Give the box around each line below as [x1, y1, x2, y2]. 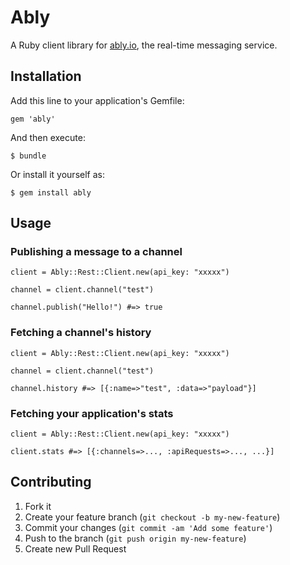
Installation [10, 68, 82, 85]
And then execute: [10, 131, 86, 143]
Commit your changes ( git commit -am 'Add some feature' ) [24, 521, 273, 533]
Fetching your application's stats [10, 406, 174, 420]
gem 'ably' [10, 114, 56, 124]
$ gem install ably [10, 187, 92, 198]
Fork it [24, 500, 52, 512]
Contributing [10, 474, 92, 491]
